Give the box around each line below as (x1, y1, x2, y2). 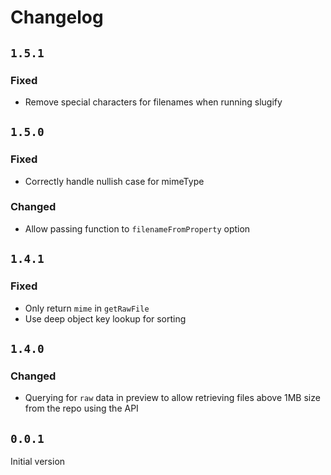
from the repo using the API (24, 402, 139, 415)
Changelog (10, 6, 104, 29)
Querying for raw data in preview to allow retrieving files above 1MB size (24, 392, 321, 404)
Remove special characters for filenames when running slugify (24, 96, 283, 108)
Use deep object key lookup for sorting (24, 312, 187, 325)
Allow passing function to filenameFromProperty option (24, 222, 251, 235)
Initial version (10, 456, 66, 468)
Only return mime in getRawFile (24, 302, 150, 314)
